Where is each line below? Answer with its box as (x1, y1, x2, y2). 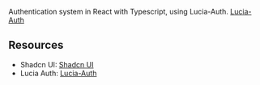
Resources (8, 38, 64, 52)
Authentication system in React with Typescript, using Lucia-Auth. (8, 7, 229, 16)
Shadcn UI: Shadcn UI (19, 59, 94, 69)
